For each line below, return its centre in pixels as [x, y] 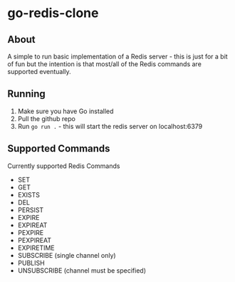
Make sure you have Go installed [66, 111]
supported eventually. [39, 72]
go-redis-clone [53, 13]
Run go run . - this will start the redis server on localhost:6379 [110, 126]
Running [27, 94]
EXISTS [29, 194]
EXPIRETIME [36, 248]
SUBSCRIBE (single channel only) [67, 255]
